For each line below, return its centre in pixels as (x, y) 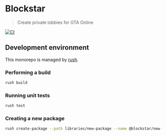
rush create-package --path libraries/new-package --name (66, 129)
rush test (15, 106)
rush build (16, 83)
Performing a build (28, 72)
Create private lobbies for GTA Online (55, 22)
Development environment (47, 48)
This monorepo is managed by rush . (42, 60)
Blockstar (25, 9)
